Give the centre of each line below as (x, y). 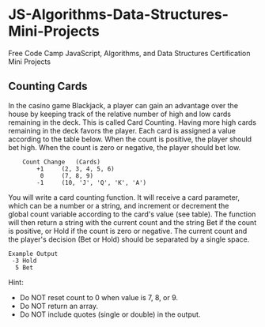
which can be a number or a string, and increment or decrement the (119, 205)
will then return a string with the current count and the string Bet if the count (132, 222)
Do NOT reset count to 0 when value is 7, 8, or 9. (98, 297)
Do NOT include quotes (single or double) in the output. (110, 314)
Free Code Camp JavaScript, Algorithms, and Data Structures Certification (129, 53)
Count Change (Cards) (62, 162)
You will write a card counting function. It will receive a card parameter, (124, 197)
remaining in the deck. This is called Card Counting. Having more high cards (132, 122)
